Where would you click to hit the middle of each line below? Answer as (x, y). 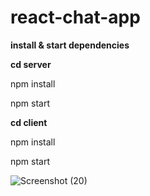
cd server (31, 64)
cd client (29, 122)
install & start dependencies (70, 45)
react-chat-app (75, 17)
